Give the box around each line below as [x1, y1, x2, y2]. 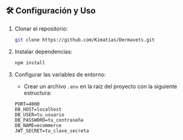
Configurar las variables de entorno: [14, 70, 106, 78]
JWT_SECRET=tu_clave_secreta [14, 128, 89, 134]
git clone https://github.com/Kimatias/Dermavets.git [14, 37, 155, 43]
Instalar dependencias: [14, 48, 73, 55]
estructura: [23, 89, 52, 97]
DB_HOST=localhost [14, 106, 62, 112]
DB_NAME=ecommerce [14, 122, 62, 128]
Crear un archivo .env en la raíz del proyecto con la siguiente [23, 83, 177, 90]
